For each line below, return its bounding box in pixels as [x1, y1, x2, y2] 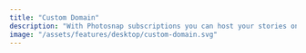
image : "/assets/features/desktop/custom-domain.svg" [9, 30, 219, 39]
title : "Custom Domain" [9, 13, 100, 22]
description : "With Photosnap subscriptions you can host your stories [9, 22, 287, 31]
